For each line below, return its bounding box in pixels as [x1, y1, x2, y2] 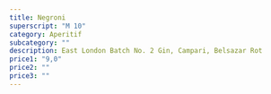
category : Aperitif [9, 30, 83, 38]
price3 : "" [9, 72, 50, 81]
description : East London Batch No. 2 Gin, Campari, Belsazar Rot [9, 47, 263, 56]
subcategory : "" [9, 38, 70, 47]
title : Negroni [9, 13, 66, 22]
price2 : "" [9, 64, 50, 73]
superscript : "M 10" [9, 21, 87, 30]
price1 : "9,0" [9, 55, 63, 64]
